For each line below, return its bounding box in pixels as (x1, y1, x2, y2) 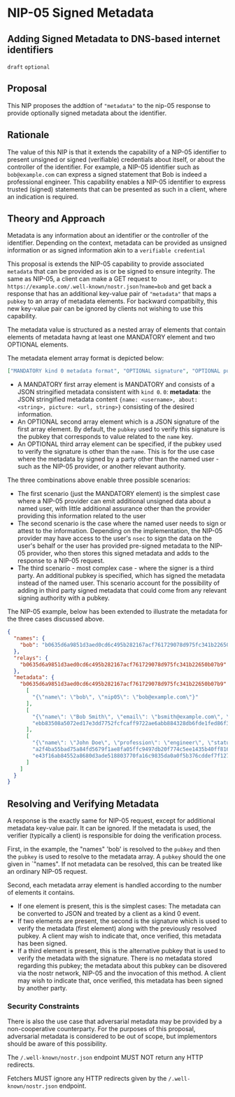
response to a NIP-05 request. (17, 556, 105, 565)
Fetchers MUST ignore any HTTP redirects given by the (7, 1075, 167, 1083)
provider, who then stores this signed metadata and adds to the (27, 549, 210, 558)
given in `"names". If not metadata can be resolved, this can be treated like (7, 860, 222, 868)
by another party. (17, 984, 68, 992)
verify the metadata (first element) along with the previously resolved (17, 924, 217, 933)
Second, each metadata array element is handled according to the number (7, 881, 222, 889)
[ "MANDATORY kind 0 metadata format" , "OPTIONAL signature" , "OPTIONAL (7, 368, 220, 375)
